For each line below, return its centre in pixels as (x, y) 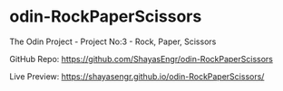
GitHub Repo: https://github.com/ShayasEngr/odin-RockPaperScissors (141, 59)
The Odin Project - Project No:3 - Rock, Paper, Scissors (113, 41)
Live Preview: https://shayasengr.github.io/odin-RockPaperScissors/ (137, 76)
